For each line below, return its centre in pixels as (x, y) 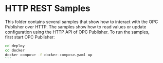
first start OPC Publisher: (30, 37)
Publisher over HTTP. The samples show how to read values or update (76, 26)
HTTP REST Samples (48, 8)
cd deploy (15, 46)
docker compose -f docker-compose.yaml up (49, 55)
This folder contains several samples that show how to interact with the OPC (81, 22)
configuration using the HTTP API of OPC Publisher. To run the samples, (77, 32)
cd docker (15, 50)
